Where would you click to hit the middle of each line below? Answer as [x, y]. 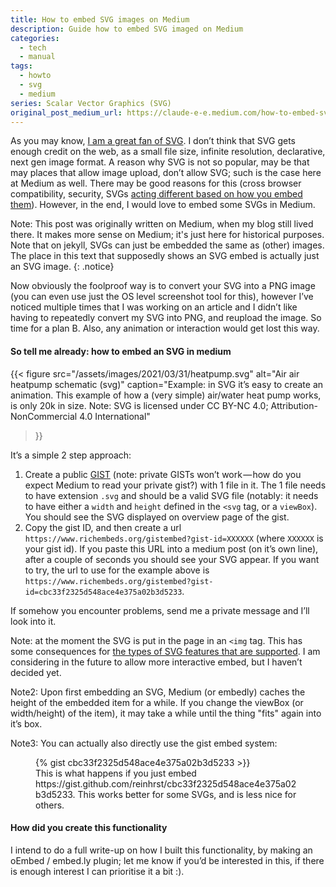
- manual [37, 57]
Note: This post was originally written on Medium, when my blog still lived [162, 224]
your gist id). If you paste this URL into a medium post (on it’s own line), [171, 548]
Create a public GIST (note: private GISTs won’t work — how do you [163, 474]
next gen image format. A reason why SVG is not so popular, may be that [160, 162]
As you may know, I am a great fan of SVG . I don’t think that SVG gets [153, 141]
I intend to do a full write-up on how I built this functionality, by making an [161, 850]
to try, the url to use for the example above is [117, 570]
